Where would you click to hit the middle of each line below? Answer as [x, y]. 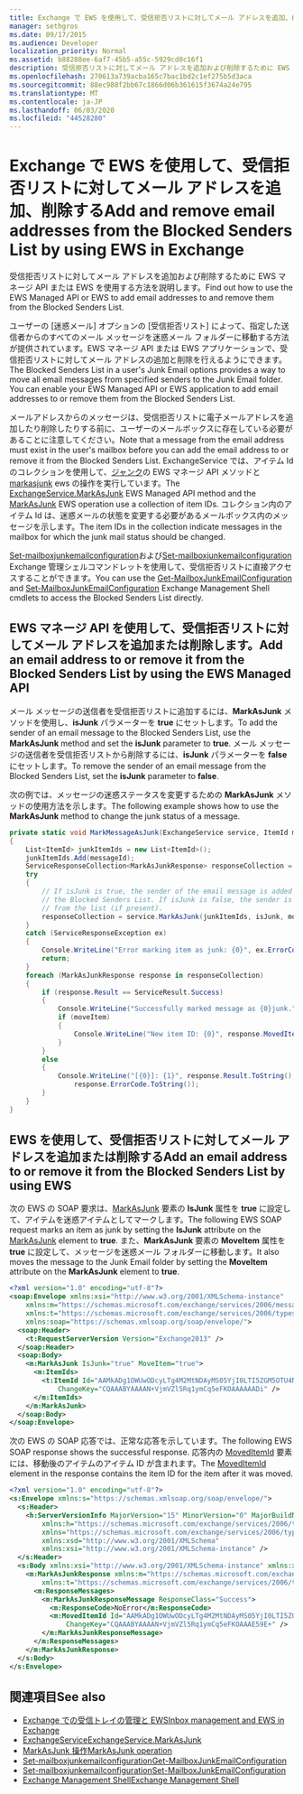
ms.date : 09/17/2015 [48, 34]
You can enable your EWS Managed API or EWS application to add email [144, 389]
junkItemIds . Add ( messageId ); [80, 858]
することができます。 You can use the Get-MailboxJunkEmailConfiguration [155, 578]
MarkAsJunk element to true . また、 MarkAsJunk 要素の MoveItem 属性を [147, 1241]
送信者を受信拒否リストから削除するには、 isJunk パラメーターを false [156, 754]
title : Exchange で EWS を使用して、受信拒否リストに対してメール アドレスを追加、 [151, 18]
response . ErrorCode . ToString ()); [137, 1084]
